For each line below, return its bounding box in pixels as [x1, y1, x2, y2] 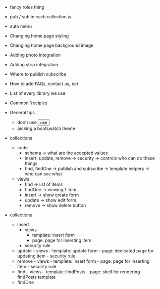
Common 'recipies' [9, 100, 49, 106]
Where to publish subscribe [9, 71, 66, 77]
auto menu [9, 23, 32, 29]
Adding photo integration [9, 52, 61, 58]
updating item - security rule [17, 253, 76, 259]
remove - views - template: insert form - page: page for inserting [17, 258, 150, 264]
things [24, 161, 38, 166]
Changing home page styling [9, 33, 69, 39]
